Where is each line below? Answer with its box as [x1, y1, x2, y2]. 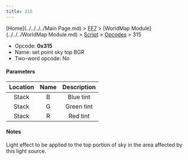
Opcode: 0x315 [14, 42, 53, 49]
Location [9, 83, 34, 91]
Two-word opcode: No [14, 55, 70, 62]
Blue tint [67, 93, 91, 101]
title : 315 [6, 8, 33, 15]
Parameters [6, 68, 35, 75]
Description [62, 83, 96, 91]
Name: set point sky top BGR [14, 48, 85, 56]
